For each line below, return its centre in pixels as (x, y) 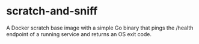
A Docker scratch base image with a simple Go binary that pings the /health (100, 28)
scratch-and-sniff (52, 11)
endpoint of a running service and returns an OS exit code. (79, 34)
